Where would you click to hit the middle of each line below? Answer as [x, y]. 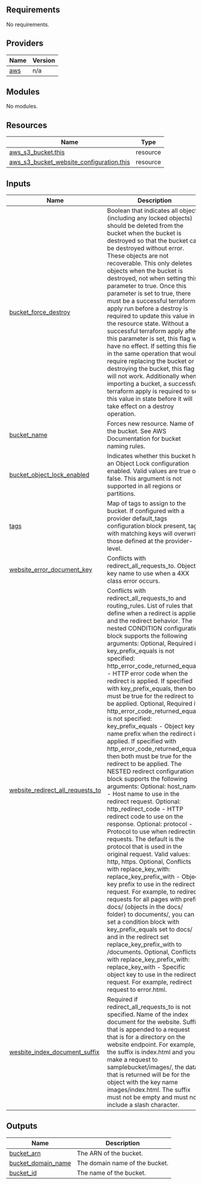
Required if [123, 1000]
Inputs [19, 183]
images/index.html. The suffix [149, 1090]
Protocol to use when [137, 832]
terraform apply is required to [149, 391]
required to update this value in [151, 316]
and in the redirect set [138, 937]
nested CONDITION [135, 629]
